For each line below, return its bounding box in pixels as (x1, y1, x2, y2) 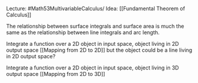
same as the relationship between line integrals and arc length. (6, 29, 160, 36)
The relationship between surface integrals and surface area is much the (6, 23, 184, 29)
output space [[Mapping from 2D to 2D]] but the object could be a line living (6, 47, 193, 54)
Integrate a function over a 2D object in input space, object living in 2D (6, 41, 180, 47)
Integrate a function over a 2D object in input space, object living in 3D (6, 64, 180, 71)
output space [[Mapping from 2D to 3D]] (6, 71, 105, 77)
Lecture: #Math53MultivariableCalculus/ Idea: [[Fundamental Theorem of (6, 5, 186, 12)
